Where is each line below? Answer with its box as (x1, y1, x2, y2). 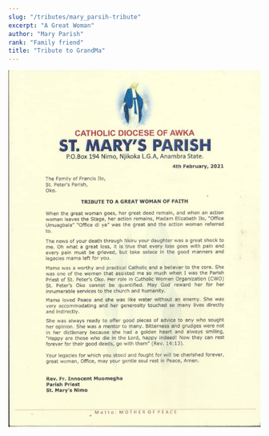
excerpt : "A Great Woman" (8, 21, 94, 30)
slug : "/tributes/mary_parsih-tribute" (8, 13, 142, 21)
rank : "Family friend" (8, 38, 84, 46)
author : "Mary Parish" (8, 30, 84, 38)
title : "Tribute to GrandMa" (8, 46, 106, 55)
